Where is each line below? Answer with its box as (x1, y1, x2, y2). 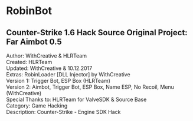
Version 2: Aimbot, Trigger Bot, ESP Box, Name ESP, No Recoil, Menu (6, 83, 174, 90)
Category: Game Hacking (6, 102, 68, 109)
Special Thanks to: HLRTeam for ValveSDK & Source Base (6, 96, 147, 103)
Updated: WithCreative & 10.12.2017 (6, 65, 93, 72)
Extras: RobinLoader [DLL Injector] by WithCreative (6, 71, 131, 78)
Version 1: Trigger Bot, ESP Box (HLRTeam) (6, 78, 111, 84)
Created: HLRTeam (6, 59, 53, 65)
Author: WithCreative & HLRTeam (6, 52, 87, 59)
